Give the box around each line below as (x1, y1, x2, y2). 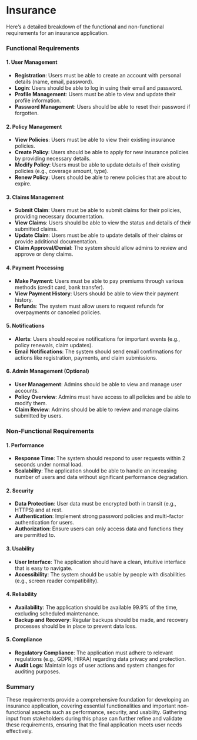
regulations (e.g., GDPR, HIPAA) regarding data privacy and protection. (14, 656, 186, 663)
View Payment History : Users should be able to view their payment (14, 290, 179, 297)
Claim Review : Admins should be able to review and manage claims (14, 406, 179, 413)
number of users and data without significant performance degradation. (14, 474, 189, 481)
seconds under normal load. (14, 461, 84, 468)
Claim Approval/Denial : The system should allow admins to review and (14, 245, 188, 252)
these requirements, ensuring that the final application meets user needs (6, 721, 182, 728)
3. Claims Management (6, 193, 64, 201)
